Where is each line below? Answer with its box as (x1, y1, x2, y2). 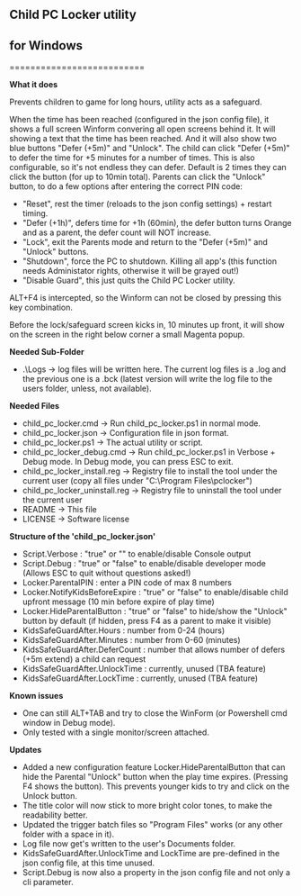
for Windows (9, 38, 84, 53)
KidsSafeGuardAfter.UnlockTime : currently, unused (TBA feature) (22, 664, 267, 674)
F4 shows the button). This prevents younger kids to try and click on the (22, 781, 290, 792)
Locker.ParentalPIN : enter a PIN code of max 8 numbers (22, 577, 232, 588)
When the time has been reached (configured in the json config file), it (9, 114, 270, 125)
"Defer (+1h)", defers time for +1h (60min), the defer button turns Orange (22, 218, 292, 229)
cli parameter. (22, 877, 74, 888)
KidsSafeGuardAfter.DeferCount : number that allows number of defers (22, 644, 286, 656)
